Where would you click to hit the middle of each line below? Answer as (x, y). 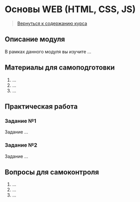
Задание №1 (20, 121)
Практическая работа (41, 106)
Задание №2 (21, 145)
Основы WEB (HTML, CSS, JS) (70, 9)
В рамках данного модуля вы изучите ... (48, 51)
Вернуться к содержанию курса (52, 23)
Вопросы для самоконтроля (52, 172)
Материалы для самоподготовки (60, 68)
